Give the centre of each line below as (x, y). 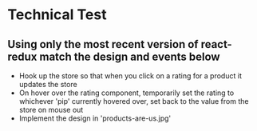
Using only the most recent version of (103, 44)
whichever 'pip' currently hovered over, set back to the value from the (134, 101)
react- (216, 44)
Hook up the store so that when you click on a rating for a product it (130, 76)
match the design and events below (130, 56)
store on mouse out (51, 110)
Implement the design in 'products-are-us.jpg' (95, 118)
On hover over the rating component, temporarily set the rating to (127, 93)
